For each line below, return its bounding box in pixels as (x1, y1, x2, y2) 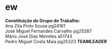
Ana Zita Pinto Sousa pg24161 (5, 23, 66, 28)
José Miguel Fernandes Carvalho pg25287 (5, 28, 92, 34)
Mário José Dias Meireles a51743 (5, 33, 73, 39)
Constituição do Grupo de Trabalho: (5, 18, 80, 24)
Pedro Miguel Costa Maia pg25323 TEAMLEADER (5, 38, 107, 44)
